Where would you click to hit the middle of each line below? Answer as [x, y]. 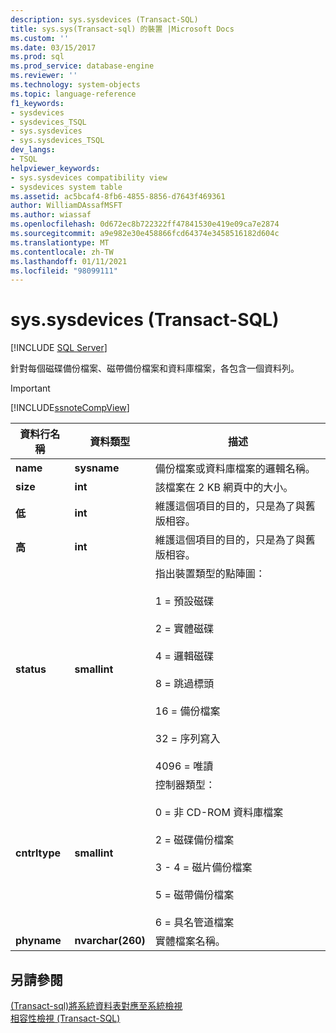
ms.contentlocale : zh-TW [62, 252]
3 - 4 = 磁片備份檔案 [203, 868]
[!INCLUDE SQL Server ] [59, 348]
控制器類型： [185, 785]
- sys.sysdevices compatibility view [89, 177]
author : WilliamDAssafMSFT [66, 206]
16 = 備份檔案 [187, 711]
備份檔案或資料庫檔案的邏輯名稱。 [235, 469]
